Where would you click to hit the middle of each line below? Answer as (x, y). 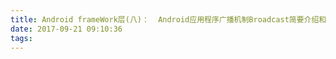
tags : (21, 38)
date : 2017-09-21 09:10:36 (66, 29)
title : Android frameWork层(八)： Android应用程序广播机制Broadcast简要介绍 (165, 19)
